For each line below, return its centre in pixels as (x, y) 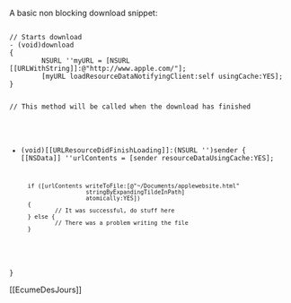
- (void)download (42, 45)
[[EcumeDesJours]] (46, 290)
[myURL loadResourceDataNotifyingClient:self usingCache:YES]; (162, 76)
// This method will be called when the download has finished (130, 107)
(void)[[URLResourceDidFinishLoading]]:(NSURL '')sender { (134, 150)
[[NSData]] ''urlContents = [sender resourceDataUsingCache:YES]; (148, 158)
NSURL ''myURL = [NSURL (86, 61)
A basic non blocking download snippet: (84, 13)
